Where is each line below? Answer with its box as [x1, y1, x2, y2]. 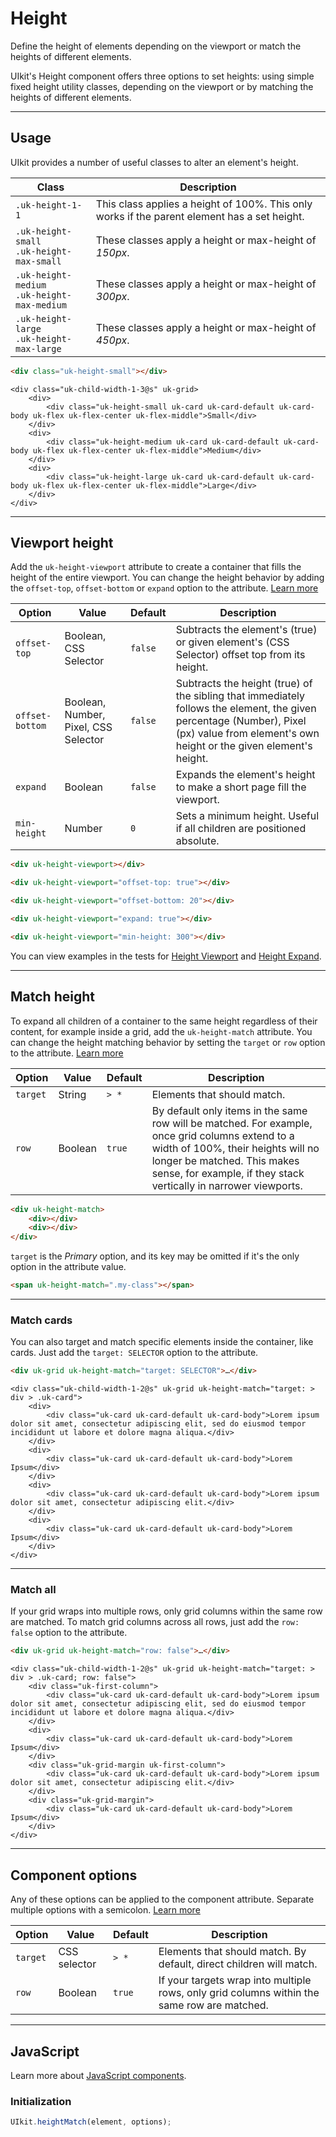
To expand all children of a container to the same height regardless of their [10, 1015, 318, 1027]
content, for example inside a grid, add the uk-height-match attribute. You [10, 1025, 313, 1037]
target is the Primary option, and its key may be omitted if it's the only [10, 1250, 300, 1262]
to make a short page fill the [175, 780, 307, 794]
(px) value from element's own [175, 727, 320, 741]
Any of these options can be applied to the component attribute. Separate [10, 1893, 315, 1906]
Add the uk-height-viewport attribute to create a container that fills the [10, 561, 302, 573]
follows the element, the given [175, 702, 317, 716]
